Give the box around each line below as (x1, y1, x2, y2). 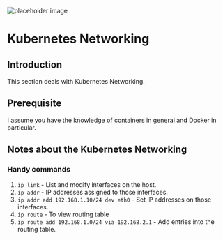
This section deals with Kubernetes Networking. (7, 77, 145, 85)
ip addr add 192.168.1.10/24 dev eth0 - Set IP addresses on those (17, 195, 212, 204)
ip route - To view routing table (17, 210, 109, 218)
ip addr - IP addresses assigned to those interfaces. (17, 188, 169, 196)
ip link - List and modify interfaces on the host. (17, 180, 157, 188)
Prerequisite (7, 98, 62, 110)
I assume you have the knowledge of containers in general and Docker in (7, 116, 217, 124)
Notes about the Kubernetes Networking (7, 144, 187, 156)
